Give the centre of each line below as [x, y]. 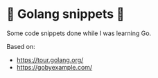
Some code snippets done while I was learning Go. [79, 33]
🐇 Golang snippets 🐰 [66, 14]
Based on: [21, 46]
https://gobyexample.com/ [54, 67]
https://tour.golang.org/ [50, 60]
